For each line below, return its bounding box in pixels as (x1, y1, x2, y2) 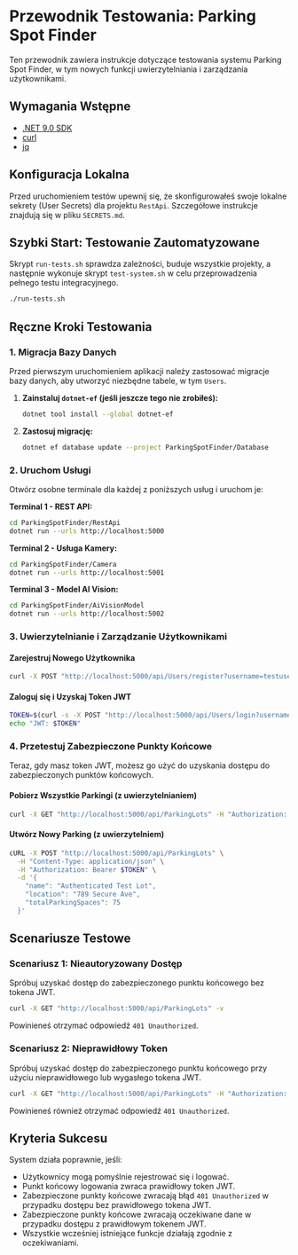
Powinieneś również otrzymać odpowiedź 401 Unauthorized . (9, 1105, 230, 1116)
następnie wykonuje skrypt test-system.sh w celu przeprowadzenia (9, 268, 257, 278)
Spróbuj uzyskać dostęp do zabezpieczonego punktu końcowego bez (9, 977, 264, 988)
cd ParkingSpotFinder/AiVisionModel (9, 601, 145, 610)
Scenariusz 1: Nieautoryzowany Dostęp (9, 958, 183, 970)
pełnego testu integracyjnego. (9, 278, 119, 288)
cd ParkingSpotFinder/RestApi (9, 518, 122, 527)
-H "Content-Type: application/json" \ (17, 857, 165, 866)
